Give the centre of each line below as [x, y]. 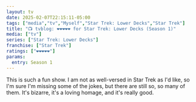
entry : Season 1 [32, 62]
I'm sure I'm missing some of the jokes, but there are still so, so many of [96, 86]
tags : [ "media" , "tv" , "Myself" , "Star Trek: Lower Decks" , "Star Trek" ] [96, 23]
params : [16, 57]
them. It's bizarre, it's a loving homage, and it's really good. [80, 92]
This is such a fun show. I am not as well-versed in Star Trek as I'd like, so [98, 80]
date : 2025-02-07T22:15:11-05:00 [48, 18]
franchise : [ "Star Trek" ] [39, 46]
